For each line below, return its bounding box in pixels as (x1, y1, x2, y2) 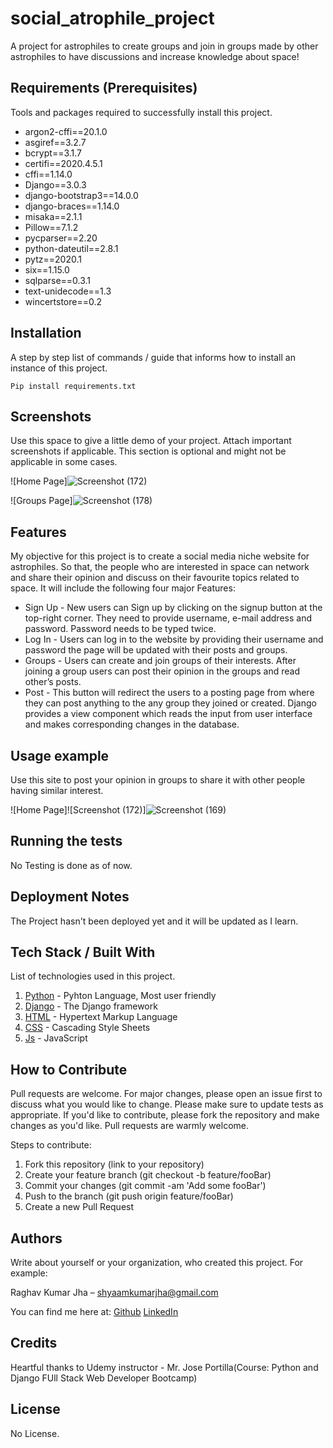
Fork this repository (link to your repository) (24, 1158, 205, 1171)
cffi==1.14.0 (24, 168, 73, 180)
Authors (10, 1230, 63, 1247)
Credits (10, 1335, 58, 1352)
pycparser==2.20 (24, 232, 98, 244)
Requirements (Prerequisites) (10, 80, 198, 97)
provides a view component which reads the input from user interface (24, 708, 313, 720)
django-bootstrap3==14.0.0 (24, 189, 139, 201)
